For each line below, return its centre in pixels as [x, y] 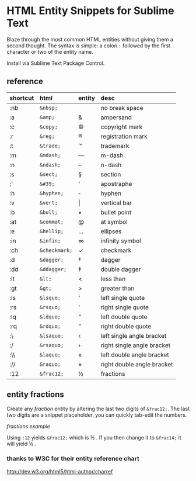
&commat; [51, 222]
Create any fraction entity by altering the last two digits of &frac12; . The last [98, 409]
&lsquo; [50, 297]
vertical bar [116, 203]
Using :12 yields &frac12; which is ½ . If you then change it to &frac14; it [94, 437]
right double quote [126, 326]
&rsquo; [50, 307]
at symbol [114, 222]
